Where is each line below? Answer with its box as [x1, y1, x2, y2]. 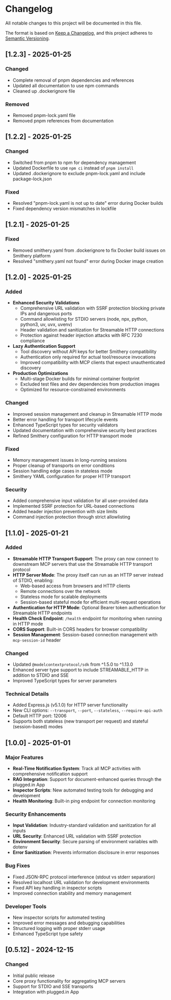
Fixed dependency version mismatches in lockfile [12, 205, 117, 211]
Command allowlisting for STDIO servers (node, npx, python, [20, 316, 148, 322]
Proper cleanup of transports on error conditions [12, 462, 115, 468]
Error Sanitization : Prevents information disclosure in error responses [12, 849, 159, 855]
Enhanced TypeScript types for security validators [12, 422, 119, 428]
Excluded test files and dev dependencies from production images [20, 381, 160, 387]
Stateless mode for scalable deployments [20, 593, 107, 600]
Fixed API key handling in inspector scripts [12, 885, 102, 891]
